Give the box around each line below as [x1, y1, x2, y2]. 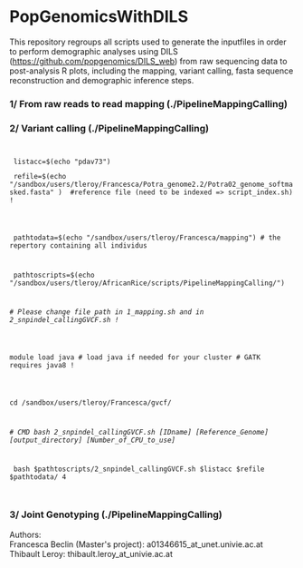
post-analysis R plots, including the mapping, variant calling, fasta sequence [9, 65, 294, 76]
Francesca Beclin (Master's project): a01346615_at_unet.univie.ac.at [9, 538, 264, 550]
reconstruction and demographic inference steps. [9, 74, 194, 85]
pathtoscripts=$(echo [13, 270, 95, 279]
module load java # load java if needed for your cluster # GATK [9, 353, 260, 362]
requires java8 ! [9, 361, 75, 370]
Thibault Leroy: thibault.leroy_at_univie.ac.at [9, 548, 174, 559]
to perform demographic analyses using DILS [9, 45, 178, 56]
